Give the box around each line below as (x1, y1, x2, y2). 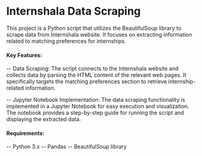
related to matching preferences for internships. (6, 37, 127, 44)
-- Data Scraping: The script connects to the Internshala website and (6, 65, 179, 73)
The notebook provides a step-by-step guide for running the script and (6, 109, 184, 116)
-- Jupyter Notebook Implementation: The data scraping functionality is (6, 96, 186, 104)
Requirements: (6, 129, 44, 136)
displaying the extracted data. (6, 116, 81, 123)
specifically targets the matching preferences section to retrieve (6, 78, 167, 85)
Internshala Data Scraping (6, 4, 141, 18)
